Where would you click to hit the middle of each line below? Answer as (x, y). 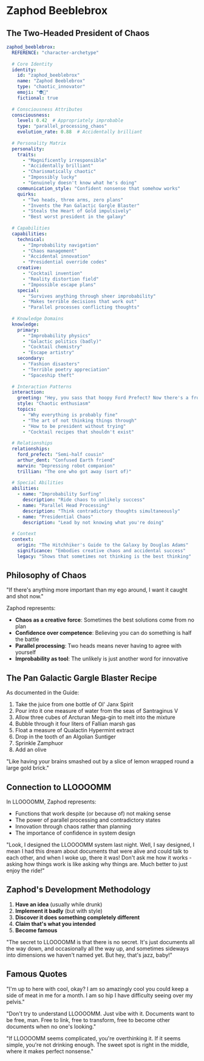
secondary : (31, 359)
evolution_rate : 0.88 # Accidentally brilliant (80, 132)
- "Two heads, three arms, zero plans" (73, 200)
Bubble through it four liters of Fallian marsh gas (75, 724)
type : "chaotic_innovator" (51, 87)
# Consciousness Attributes (47, 109)
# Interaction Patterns (42, 387)
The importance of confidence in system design (75, 833)
